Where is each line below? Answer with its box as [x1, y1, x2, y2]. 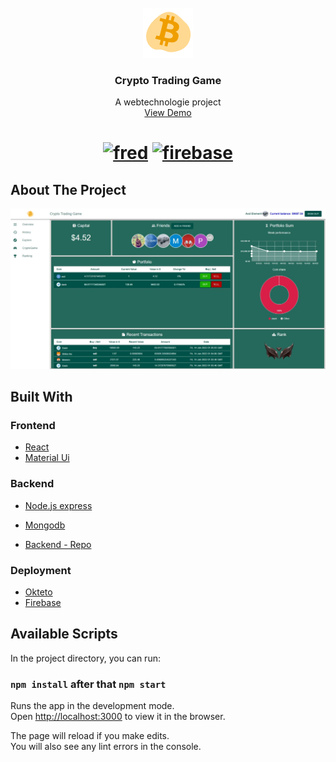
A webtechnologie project [114, 96, 222, 108]
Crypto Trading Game [114, 73, 222, 87]
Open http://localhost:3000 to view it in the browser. [10, 711, 226, 723]
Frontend [10, 419, 56, 433]
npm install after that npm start [10, 677, 167, 691]
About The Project [10, 181, 127, 198]
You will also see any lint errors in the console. [10, 741, 202, 753]
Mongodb [24, 519, 66, 531]
